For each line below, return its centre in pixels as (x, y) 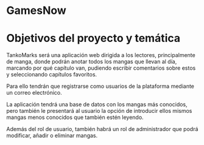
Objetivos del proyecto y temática (93, 39)
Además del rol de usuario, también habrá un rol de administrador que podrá (102, 129)
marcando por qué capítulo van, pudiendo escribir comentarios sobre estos (101, 68)
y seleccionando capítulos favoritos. (52, 75)
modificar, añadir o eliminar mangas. (52, 136)
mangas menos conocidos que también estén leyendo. (75, 117)
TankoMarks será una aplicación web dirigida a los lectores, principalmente (101, 55)
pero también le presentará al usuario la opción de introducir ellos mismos (99, 111)
